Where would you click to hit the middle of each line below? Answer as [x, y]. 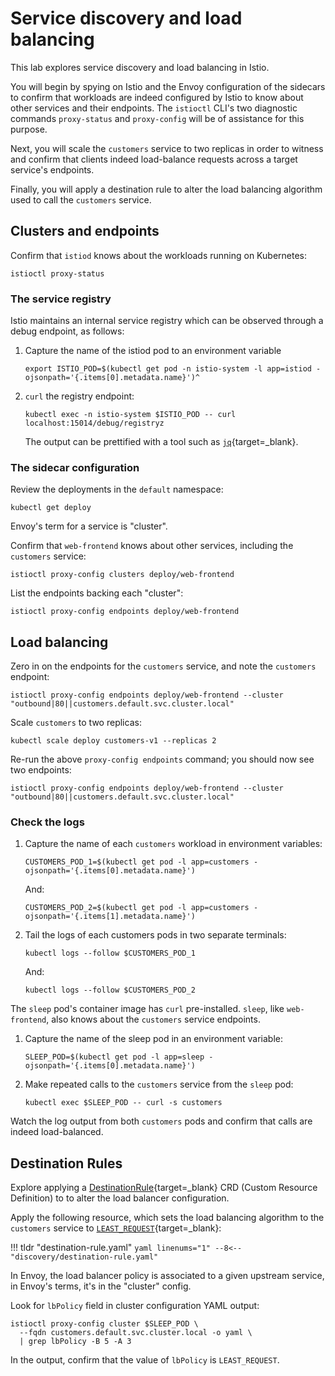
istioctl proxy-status [57, 273]
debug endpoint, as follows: [67, 331]
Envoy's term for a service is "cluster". [89, 526]
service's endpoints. [52, 169]
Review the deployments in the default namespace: [117, 489]
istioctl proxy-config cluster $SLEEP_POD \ [104, 1324]
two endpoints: [41, 770]
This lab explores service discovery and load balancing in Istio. [140, 67]
